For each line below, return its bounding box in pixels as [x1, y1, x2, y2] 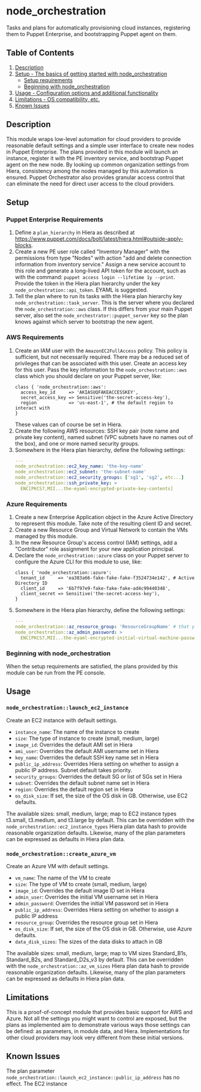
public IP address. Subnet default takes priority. [14, 766, 133, 773]
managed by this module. [14, 533, 78, 540]
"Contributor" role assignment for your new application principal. [14, 545, 175, 553]
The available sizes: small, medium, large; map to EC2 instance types [6, 810, 176, 817]
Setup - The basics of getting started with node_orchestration [14, 70, 167, 77]
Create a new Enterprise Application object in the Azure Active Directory [14, 514, 193, 521]
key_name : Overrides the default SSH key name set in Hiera [14, 754, 159, 761]
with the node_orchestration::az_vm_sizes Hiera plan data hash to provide [6, 962, 190, 970]
